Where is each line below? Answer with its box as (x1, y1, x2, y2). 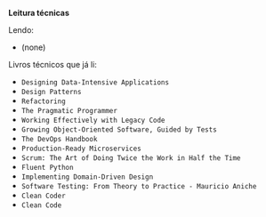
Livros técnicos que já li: (8, 60, 97, 69)
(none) (20, 42, 46, 52)
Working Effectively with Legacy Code (20, 116, 165, 125)
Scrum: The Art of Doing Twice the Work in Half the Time (20, 154, 241, 163)
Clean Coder (20, 191, 66, 200)
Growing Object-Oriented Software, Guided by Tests (20, 125, 217, 134)
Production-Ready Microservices (20, 144, 141, 153)
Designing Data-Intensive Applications (20, 78, 170, 87)
